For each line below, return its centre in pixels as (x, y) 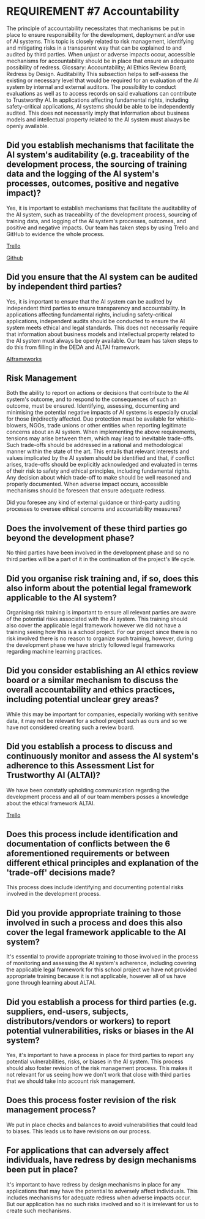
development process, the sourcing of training (97, 165)
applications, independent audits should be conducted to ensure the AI (96, 321)
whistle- (186, 419)
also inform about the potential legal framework (99, 588)
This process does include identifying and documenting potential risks (95, 887)
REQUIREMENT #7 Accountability (93, 11)
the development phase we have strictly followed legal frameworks (91, 645)
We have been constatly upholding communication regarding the (88, 790)
